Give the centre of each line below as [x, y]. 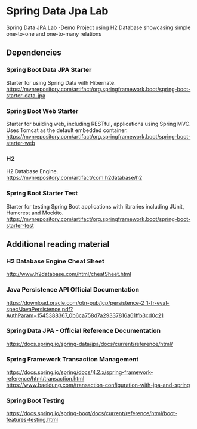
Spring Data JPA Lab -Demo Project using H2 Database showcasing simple [98, 27]
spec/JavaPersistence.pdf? [40, 309]
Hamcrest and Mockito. [35, 213]
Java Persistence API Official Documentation [73, 290]
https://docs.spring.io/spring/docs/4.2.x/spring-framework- [80, 372]
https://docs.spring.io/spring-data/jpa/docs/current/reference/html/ [90, 344]
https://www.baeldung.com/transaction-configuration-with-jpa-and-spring [98, 385]
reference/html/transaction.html [45, 379]
